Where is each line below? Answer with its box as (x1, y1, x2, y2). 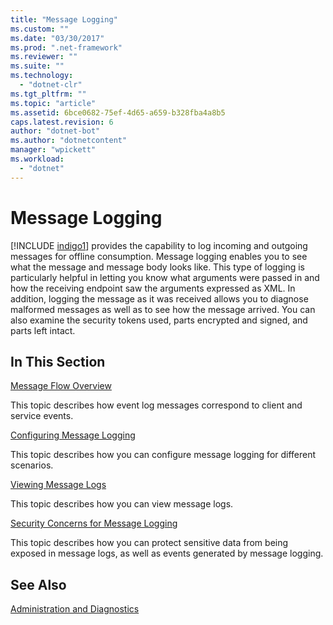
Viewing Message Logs (10, 479, 107, 491)
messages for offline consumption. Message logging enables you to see (10, 250, 308, 262)
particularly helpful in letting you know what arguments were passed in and (10, 271, 320, 283)
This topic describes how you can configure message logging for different (10, 449, 317, 461)
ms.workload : (10, 154, 65, 164)
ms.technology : (10, 71, 74, 81)
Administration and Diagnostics (10, 603, 140, 615)
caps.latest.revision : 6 (10, 117, 114, 127)
